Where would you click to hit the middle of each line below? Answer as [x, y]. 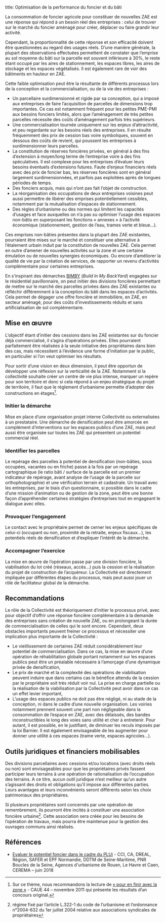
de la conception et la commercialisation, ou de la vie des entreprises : [77, 89]
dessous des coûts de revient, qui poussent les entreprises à [74, 141]
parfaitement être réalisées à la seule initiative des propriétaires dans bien [80, 346]
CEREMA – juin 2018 [33, 870]
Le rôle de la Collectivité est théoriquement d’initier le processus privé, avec [82, 610]
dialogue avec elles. [25, 504]
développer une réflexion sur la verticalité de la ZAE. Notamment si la [75, 371]
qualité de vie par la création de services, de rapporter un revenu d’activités [82, 261]
